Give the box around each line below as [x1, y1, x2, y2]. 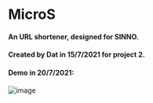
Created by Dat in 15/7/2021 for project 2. [8, 50, 145, 60]
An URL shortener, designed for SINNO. [8, 31, 140, 41]
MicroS [8, 6, 56, 24]
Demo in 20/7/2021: [8, 68, 75, 77]
